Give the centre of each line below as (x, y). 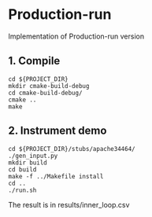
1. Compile (34, 61)
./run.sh (22, 190)
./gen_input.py (33, 156)
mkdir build (28, 163)
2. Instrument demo (57, 131)
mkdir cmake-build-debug (49, 86)
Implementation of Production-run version (76, 36)
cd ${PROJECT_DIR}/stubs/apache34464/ (72, 149)
